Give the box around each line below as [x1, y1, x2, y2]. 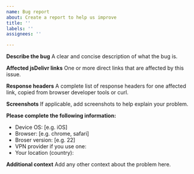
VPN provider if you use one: [14, 143, 87, 150]
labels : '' [6, 25, 34, 32]
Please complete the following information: [6, 112, 117, 119]
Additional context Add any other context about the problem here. [6, 161, 171, 168]
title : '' [6, 20, 31, 26]
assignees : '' [6, 31, 42, 37]
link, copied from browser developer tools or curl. [6, 89, 129, 96]
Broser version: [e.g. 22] [14, 136, 76, 144]
